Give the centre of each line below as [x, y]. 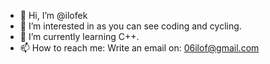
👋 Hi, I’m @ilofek [53, 15]
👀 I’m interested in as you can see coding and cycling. [130, 26]
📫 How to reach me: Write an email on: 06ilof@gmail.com [139, 48]
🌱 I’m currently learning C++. [79, 36]
